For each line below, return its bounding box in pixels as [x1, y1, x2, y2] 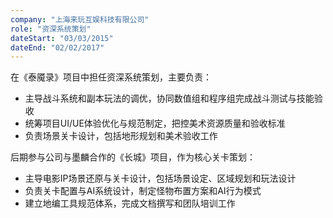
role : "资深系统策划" [10, 24, 92, 34]
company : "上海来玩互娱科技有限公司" [10, 14, 150, 25]
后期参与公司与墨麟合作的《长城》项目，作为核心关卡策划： [10, 151, 256, 163]
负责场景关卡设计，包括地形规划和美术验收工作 [24, 130, 218, 142]
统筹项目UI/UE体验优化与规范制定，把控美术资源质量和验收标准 [24, 117, 286, 130]
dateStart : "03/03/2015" [10, 33, 114, 43]
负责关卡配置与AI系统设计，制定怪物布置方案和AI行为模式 [24, 185, 262, 197]
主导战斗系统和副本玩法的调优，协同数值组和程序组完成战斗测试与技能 [24, 92, 315, 105]
